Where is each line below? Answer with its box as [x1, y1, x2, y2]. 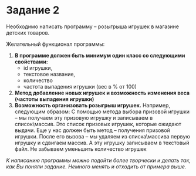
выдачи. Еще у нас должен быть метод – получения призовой [14, 127, 170, 134]
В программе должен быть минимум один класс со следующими [14, 52, 185, 59]
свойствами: [14, 58, 48, 65]
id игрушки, [23, 64, 53, 71]
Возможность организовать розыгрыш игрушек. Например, [14, 101, 171, 109]
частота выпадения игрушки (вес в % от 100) [23, 83, 137, 90]
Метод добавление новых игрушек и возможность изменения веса [14, 89, 190, 96]
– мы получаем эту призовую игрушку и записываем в [14, 114, 153, 121]
